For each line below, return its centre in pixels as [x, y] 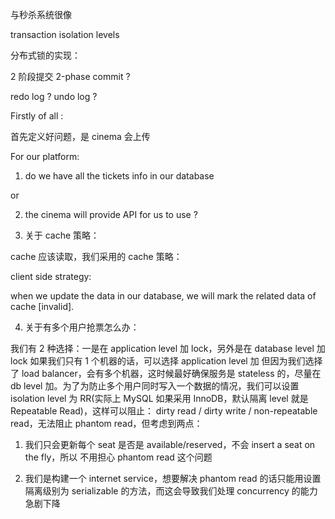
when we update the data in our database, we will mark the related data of [163, 296]
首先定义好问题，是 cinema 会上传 [80, 136]
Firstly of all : [37, 116]
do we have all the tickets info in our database [119, 176]
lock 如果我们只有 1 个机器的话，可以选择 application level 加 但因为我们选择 [166, 361]
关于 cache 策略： [62, 235]
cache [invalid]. [42, 306]
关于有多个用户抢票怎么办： [82, 327]
